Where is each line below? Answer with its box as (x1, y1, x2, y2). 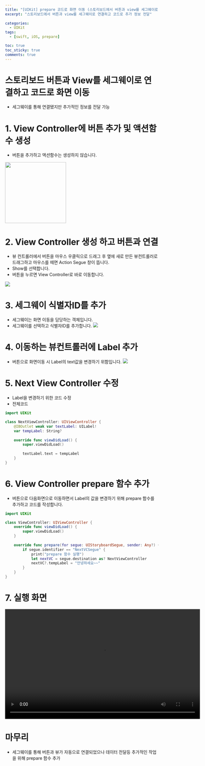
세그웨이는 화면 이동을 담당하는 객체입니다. (12, 317, 93, 323)
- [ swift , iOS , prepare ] (9, 35, 60, 40)
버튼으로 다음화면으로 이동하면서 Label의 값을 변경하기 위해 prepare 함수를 (12, 495, 155, 501)
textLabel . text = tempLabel (22, 451, 79, 456)
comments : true (5, 52, 36, 57)
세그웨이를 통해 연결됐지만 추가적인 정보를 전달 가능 (12, 104, 110, 110)
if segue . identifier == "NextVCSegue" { (22, 547, 106, 552)
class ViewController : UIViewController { (5, 520, 93, 525)
